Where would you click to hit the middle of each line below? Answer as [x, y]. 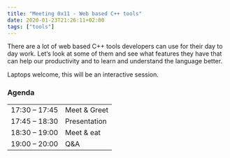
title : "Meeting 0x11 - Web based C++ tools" [74, 14]
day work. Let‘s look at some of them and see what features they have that [115, 54]
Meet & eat [83, 132]
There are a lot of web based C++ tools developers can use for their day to [115, 47]
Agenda [21, 93]
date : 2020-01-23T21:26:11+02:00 [56, 20]
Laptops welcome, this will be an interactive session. [83, 74]
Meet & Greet [87, 110]
